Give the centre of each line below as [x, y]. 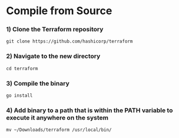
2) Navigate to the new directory [53, 56]
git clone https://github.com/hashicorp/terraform [69, 42]
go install [19, 96]
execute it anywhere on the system [57, 118]
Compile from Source [59, 11]
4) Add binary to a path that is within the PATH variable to [89, 110]
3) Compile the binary [38, 83]
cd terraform [22, 68]
